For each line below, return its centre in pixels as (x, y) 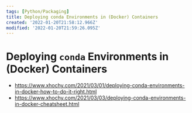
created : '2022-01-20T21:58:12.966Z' (52, 22)
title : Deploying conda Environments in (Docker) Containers (82, 17)
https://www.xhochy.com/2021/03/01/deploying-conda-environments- (100, 85)
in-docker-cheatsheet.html (47, 104)
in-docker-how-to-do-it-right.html (56, 92)
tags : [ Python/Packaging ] (37, 11)
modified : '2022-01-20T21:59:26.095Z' (53, 28)
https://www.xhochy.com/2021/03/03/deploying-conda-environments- (100, 98)
